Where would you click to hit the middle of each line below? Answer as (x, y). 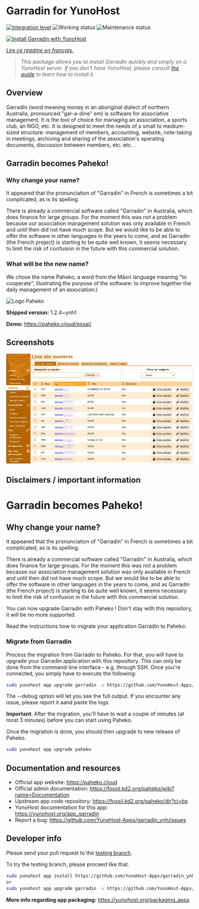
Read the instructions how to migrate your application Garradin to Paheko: (96, 626)
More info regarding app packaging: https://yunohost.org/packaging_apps (98, 900)
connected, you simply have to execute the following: (71, 673)
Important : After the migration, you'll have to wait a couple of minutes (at (95, 714)
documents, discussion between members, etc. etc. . (71, 145)
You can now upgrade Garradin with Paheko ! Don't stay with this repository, (99, 608)
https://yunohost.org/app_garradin (57, 814)
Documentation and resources (63, 768)
